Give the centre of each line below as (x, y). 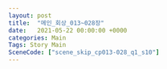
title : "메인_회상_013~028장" (56, 23)
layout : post (30, 15)
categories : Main (37, 38)
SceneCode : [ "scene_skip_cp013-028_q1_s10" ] (84, 52)
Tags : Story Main (37, 45)
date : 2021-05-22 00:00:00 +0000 (68, 30)
